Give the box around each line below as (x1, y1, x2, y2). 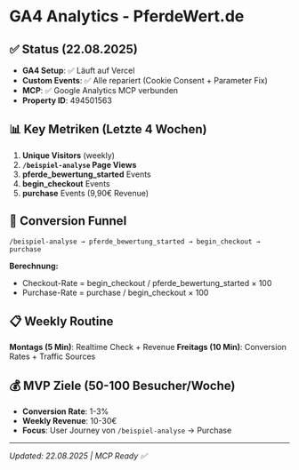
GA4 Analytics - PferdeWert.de (9, 6, 245, 27)
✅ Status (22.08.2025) (9, 42, 138, 57)
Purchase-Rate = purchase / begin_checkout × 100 (21, 287, 209, 298)
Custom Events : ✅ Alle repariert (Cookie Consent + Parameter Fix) (21, 76, 269, 85)
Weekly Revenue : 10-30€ (21, 416, 117, 426)
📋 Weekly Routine (9, 314, 114, 330)
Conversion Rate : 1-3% (21, 406, 109, 417)
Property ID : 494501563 (21, 95, 113, 106)
